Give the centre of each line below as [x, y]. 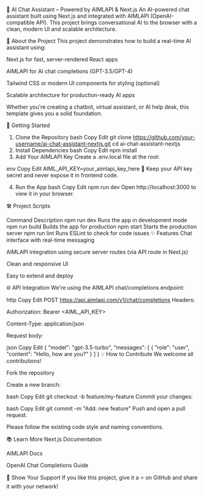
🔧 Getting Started [28, 125]
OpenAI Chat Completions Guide [47, 465]
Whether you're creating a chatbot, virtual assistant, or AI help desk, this [98, 107]
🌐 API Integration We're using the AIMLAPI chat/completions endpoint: [96, 288]
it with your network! [32, 486]
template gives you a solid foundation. [55, 113]
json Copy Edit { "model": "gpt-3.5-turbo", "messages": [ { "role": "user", [98, 347]
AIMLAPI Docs [25, 453]
